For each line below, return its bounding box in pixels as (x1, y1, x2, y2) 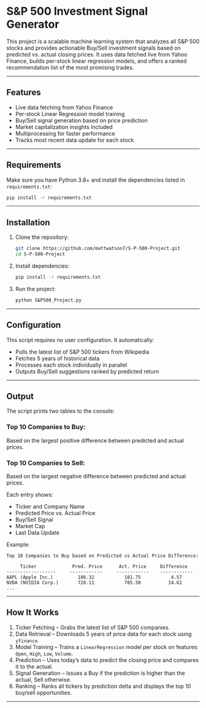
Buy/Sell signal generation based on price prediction (15, 117, 148, 124)
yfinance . (15, 637, 40, 644)
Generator (6, 17, 59, 31)
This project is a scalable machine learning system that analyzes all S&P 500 (6, 37, 200, 45)
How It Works (6, 607, 59, 618)
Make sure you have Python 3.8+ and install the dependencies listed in (6, 176, 185, 184)
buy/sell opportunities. (15, 689, 72, 696)
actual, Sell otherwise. (15, 675, 72, 683)
